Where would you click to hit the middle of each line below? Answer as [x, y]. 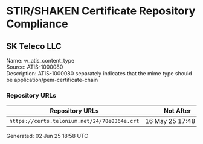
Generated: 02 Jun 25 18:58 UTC [47, 136]
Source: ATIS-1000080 [35, 67]
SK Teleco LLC [34, 46]
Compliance [37, 24]
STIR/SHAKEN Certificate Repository [101, 11]
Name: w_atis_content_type [40, 61]
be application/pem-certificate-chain [52, 80]
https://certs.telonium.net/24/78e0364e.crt [74, 121]
